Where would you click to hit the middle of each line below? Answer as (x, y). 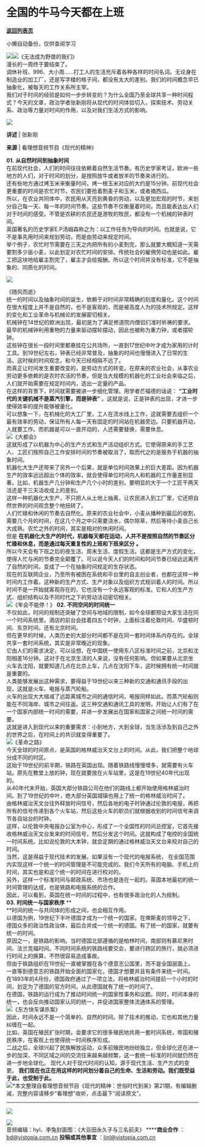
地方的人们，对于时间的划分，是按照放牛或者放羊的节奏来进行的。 (89, 175)
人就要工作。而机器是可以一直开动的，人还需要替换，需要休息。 (86, 429)
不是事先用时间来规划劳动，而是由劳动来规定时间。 (70, 236)
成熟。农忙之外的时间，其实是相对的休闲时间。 (70, 528)
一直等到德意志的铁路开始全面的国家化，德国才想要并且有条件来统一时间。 (100, 971)
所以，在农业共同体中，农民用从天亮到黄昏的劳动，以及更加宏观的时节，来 (100, 198)
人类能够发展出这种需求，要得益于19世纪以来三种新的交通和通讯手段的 (95, 681)
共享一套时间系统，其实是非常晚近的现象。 (60, 643)
